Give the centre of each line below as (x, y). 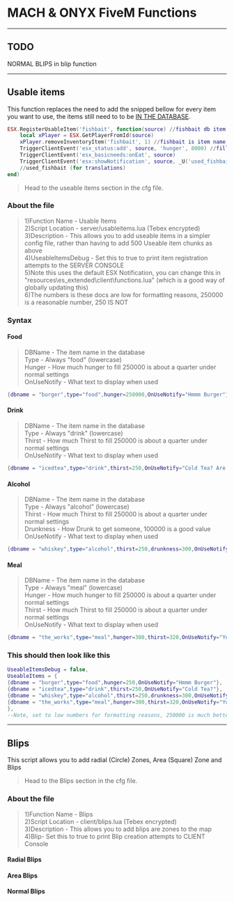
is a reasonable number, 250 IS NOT (76, 302)
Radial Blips (24, 860)
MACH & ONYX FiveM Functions (102, 13)
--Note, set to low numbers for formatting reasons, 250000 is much (109, 715)
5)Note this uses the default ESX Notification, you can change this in (122, 272)
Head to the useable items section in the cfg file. (94, 188)
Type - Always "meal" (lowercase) (73, 588)
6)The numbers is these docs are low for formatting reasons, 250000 (124, 294)
